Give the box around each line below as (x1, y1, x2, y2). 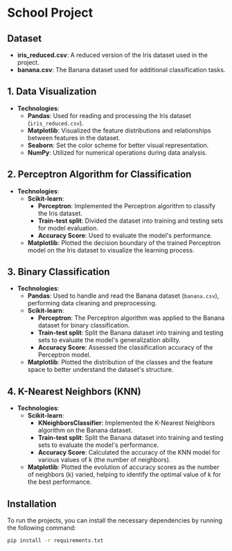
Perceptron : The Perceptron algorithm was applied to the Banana (37, 314, 225, 322)
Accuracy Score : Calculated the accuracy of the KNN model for (37, 448, 220, 457)
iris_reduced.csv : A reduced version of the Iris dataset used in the (17, 51, 208, 59)
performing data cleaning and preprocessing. (27, 299, 157, 307)
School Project (7, 5, 93, 21)
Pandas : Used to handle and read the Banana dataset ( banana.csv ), (27, 291, 220, 300)
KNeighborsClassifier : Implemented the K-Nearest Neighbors (37, 418, 215, 427)
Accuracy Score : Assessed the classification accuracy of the (37, 344, 213, 352)
